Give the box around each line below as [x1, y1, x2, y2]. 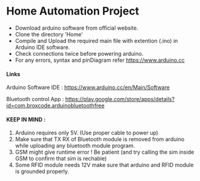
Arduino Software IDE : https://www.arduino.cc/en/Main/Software [6, 84, 170, 91]
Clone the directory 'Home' [15, 30, 83, 38]
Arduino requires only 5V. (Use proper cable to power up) [15, 129, 159, 137]
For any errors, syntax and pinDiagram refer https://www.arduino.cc [15, 56, 185, 64]
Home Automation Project [6, 4, 139, 18]
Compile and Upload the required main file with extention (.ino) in [15, 37, 178, 44]
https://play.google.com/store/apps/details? [65, 96, 175, 103]
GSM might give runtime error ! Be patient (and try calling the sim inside [15, 148, 195, 156]
